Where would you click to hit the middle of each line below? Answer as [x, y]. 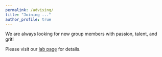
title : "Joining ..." [28, 15]
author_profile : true [28, 19]
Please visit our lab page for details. [43, 49]
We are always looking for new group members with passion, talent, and [81, 34]
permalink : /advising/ [29, 10]
